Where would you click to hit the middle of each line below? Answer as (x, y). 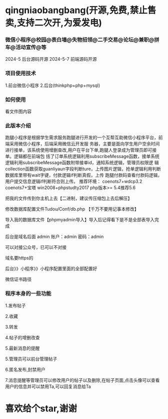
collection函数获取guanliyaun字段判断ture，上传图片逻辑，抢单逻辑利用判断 (83, 169)
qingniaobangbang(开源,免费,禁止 (76, 10)
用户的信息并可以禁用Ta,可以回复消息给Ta (48, 386)
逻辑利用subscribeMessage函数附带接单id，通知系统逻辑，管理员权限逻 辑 (82, 163)
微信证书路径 (18, 280)
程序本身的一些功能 (28, 294)
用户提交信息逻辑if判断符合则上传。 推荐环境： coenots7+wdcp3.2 (74, 182)
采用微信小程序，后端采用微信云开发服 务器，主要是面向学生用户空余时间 (84, 144)
